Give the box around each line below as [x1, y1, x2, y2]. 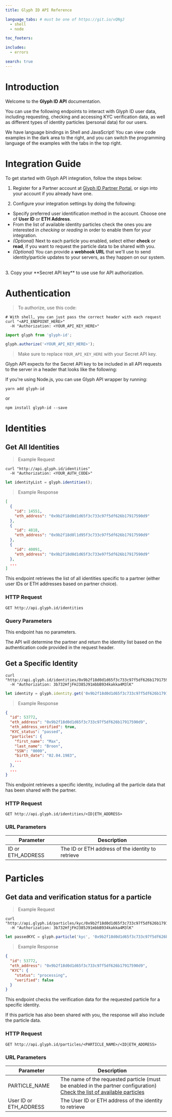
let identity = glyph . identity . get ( [5, 691, 83, 696]
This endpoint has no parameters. [5, 628, 77, 635]
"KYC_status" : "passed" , [10, 729, 63, 734]
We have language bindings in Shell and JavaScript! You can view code [5, 129, 156, 135]
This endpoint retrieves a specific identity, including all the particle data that [5, 781, 165, 787]
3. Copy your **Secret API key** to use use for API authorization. [5, 269, 144, 276]
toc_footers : [5, 35, 33, 41]
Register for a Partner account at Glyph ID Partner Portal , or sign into [12, 185, 158, 191]
